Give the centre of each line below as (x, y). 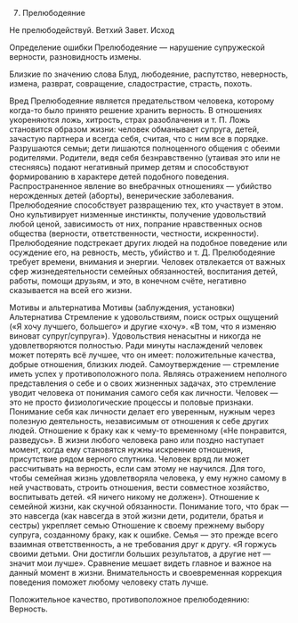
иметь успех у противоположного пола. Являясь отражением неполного (148, 374)
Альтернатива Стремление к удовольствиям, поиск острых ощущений (144, 317)
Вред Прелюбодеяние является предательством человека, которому (142, 101)
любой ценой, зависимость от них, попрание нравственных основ (136, 224)
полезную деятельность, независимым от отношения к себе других (139, 421)
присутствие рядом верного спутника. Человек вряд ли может (129, 459)
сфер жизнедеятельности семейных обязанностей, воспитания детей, (144, 271)
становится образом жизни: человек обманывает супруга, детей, (134, 129)
